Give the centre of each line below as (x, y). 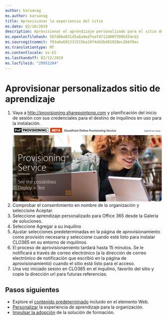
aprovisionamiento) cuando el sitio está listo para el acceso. (74, 264)
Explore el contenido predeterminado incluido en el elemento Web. (81, 302)
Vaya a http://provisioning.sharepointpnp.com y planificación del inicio (84, 113)
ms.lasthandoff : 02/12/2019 (34, 58)
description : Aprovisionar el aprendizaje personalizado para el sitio (81, 32)
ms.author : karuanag (27, 16)
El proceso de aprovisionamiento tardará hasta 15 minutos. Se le (78, 248)
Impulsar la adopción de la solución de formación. (63, 313)
